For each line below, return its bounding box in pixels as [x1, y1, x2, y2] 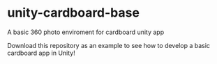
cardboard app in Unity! [7, 49, 75, 57]
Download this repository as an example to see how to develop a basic [7, 41, 211, 49]
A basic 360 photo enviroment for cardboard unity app [7, 28, 165, 36]
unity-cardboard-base [7, 5, 140, 21]
